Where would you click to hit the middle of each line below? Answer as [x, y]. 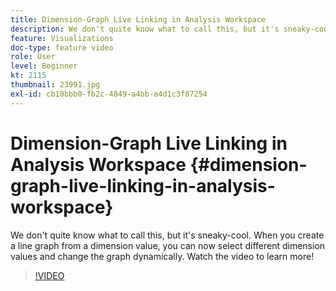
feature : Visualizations [62, 38]
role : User [33, 57]
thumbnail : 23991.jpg [55, 85]
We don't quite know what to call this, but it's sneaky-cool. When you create [167, 235]
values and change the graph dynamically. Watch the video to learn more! [162, 256]
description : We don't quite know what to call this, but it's [145, 29]
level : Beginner [44, 66]
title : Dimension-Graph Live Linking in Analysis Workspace [138, 19]
